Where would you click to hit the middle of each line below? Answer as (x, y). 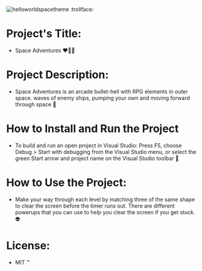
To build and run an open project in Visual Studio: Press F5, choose (98, 145)
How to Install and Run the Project (93, 129)
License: (28, 245)
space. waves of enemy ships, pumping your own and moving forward (102, 98)
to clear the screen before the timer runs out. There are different (95, 206)
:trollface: (82, 9)
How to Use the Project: (66, 183)
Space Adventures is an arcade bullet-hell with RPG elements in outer (101, 91)
